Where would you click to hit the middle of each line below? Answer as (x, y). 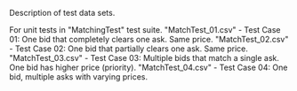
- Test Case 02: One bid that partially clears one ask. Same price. (129, 49)
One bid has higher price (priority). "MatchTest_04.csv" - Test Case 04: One (148, 67)
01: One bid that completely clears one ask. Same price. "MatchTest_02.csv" (149, 39)
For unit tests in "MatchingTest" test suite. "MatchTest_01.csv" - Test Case (145, 30)
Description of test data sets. (62, 13)
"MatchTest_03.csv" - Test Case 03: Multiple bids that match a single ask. (144, 58)
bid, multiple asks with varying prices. (79, 77)
